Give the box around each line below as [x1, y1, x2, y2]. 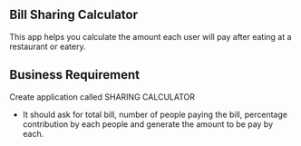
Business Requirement [9, 67, 141, 83]
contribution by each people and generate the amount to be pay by [22, 118, 274, 130]
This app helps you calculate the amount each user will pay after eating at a [9, 31, 292, 42]
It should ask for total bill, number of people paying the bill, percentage [22, 109, 288, 120]
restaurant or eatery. [9, 41, 86, 52]
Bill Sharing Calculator [9, 7, 139, 23]
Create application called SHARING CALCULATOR [9, 91, 196, 102]
